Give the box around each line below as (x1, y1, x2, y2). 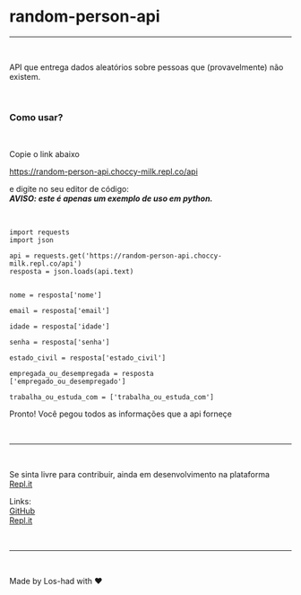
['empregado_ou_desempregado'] (9, 377, 126, 387)
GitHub (9, 505, 36, 517)
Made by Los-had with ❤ (9, 576, 103, 587)
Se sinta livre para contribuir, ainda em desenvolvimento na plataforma (9, 469, 271, 480)
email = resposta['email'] (9, 307, 110, 316)
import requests (9, 228, 70, 237)
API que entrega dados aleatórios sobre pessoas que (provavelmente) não (9, 61, 284, 73)
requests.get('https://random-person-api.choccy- (32, 251, 222, 261)
